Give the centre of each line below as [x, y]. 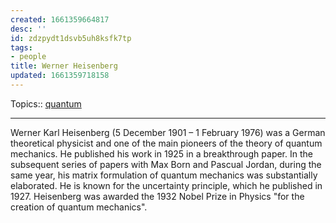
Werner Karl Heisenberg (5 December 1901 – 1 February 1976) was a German [168, 132]
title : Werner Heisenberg [64, 66]
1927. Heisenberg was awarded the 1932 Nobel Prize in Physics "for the [157, 196]
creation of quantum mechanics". [79, 207]
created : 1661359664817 [60, 19]
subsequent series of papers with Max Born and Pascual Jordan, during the [166, 164]
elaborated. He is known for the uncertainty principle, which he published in [166, 185]
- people [28, 57]
